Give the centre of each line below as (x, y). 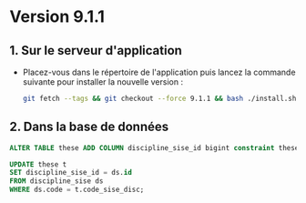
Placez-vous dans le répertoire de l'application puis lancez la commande (159, 72)
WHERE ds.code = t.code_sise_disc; (77, 190)
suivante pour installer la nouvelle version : (103, 82)
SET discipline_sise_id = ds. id (71, 173)
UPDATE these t (38, 164)
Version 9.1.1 (57, 17)
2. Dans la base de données (89, 127)
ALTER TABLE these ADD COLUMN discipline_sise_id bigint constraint (142, 147)
